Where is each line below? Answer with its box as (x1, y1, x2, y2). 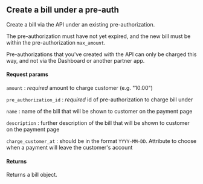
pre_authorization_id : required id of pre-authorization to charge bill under (6, 96, 193, 103)
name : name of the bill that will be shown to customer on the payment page (6, 108, 193, 115)
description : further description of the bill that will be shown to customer (6, 119, 190, 127)
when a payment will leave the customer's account (6, 144, 133, 151)
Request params (6, 71, 48, 78)
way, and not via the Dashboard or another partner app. (6, 57, 145, 64)
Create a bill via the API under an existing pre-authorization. (6, 21, 155, 28)
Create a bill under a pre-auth (6, 5, 120, 15)
